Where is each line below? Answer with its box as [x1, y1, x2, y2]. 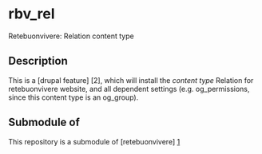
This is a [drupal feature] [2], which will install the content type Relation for [8, 75, 254, 85]
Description [8, 54, 68, 68]
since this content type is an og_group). [8, 93, 139, 102]
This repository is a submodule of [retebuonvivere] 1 [8, 136, 181, 146]
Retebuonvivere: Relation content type [8, 31, 134, 41]
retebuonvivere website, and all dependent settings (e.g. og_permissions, [8, 84, 250, 93]
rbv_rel [8, 5, 55, 23]
